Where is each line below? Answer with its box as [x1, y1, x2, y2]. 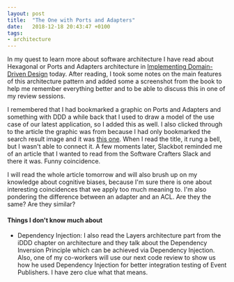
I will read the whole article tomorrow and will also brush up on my [7, 171, 198, 179]
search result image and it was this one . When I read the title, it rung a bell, [7, 135, 222, 143]
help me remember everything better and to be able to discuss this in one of [7, 85, 226, 93]
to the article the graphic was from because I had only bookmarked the [7, 128, 211, 136]
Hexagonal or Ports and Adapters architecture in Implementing [7, 63, 187, 71]
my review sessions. [7, 92, 66, 101]
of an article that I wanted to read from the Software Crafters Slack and [7, 150, 211, 158]
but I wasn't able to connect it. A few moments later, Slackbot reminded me [7, 142, 223, 151]
